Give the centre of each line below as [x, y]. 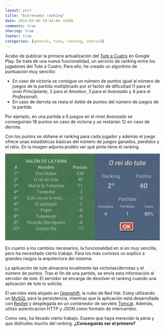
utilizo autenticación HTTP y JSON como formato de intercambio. [71, 309]
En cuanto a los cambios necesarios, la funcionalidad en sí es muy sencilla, [81, 248]
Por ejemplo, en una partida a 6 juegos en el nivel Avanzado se [69, 116]
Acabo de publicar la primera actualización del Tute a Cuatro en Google [77, 56]
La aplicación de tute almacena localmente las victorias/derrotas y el [74, 268]
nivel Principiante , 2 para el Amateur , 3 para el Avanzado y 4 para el [81, 91]
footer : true [18, 36]
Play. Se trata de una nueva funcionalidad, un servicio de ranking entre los [80, 61]
